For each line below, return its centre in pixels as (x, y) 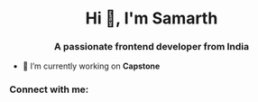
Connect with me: (49, 89)
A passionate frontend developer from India (152, 47)
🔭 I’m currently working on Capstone (91, 66)
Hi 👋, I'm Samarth (152, 19)
